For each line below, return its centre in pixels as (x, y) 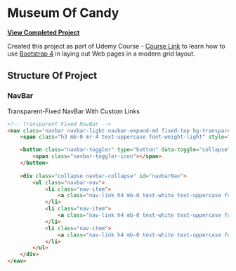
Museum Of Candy (63, 13)
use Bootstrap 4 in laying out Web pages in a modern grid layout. (101, 53)
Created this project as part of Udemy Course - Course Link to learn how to (117, 46)
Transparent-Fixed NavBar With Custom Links (74, 111)
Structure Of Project (52, 76)
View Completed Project (44, 32)
